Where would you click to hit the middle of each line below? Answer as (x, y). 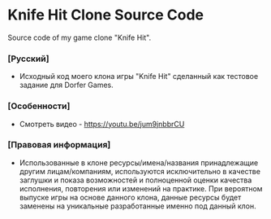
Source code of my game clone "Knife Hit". (80, 37)
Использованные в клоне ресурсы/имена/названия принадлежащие (139, 162)
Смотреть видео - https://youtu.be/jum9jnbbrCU (102, 124)
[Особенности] (39, 106)
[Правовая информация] (59, 145)
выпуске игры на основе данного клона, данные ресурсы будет (130, 197)
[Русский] (28, 59)
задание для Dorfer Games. (67, 85)
